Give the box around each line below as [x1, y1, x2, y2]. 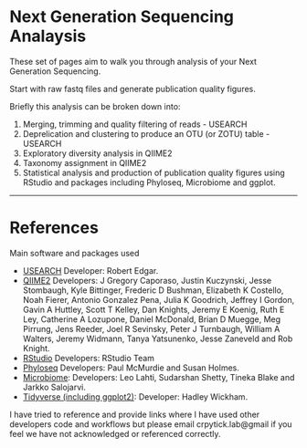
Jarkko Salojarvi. [22, 381, 87, 392]
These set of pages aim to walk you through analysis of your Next [9, 56, 258, 67]
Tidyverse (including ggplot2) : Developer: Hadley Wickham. [22, 391, 249, 402]
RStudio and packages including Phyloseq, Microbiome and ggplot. [22, 176, 276, 188]
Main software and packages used [9, 247, 140, 258]
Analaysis [9, 26, 87, 47]
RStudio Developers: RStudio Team [22, 352, 155, 363]
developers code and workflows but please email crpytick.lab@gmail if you [9, 418, 292, 430]
